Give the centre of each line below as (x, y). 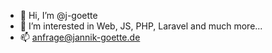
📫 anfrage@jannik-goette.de (80, 37)
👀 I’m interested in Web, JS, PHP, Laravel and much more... (141, 26)
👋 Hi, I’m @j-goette (58, 15)
